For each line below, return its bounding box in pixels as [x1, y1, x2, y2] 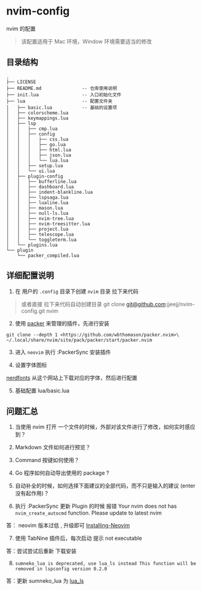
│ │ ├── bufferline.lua [6, 178, 77, 185]
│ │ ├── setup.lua [6, 162, 63, 168]
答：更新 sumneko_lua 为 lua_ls [6, 577, 84, 585]
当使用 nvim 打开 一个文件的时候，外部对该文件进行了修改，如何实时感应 [14, 423, 196, 431]
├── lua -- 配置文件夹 [6, 98, 113, 104]
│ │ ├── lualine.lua [6, 199, 69, 206]
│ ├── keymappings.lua [6, 115, 69, 121]
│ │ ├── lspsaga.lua [6, 194, 69, 200]
